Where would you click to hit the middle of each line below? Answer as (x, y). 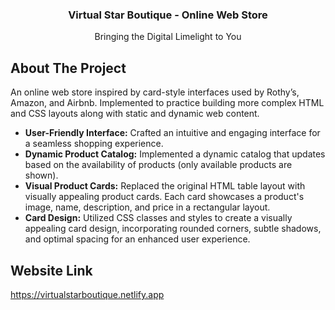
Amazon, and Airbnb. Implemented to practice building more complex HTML (167, 103)
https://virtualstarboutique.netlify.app (87, 294)
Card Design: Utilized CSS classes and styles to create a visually (158, 218)
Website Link (51, 270)
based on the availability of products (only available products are (158, 165)
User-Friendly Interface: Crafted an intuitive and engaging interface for (172, 133)
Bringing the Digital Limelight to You (168, 37)
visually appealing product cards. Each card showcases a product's (164, 197)
